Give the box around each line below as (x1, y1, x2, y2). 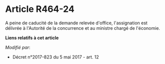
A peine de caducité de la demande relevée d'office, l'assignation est (5, 20, 147, 26)
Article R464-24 (5, 3, 75, 15)
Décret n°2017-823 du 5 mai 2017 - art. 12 (12, 54, 99, 60)
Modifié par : (5, 44, 31, 50)
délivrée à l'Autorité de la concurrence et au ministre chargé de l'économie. (5, 25, 160, 31)
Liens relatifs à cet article (5, 35, 59, 41)
